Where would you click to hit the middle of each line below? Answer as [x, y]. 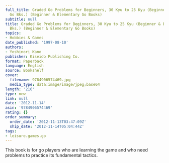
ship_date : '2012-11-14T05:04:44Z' [47, 126]
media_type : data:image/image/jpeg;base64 [55, 84]
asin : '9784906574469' [29, 108]
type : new [16, 94]
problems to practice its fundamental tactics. [52, 155]
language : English [24, 66]
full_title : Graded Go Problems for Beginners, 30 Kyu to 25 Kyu [75, 10]
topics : [13, 33]
